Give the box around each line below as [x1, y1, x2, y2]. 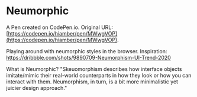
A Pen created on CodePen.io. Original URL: [6, 24, 114, 31]
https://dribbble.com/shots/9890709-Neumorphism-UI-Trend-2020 [6, 54, 172, 61]
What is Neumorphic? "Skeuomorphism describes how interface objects [6, 65, 182, 72]
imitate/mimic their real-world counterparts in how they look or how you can [6, 72, 192, 79]
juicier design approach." [6, 84, 67, 91]
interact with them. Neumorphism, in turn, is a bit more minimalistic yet [6, 78, 179, 85]
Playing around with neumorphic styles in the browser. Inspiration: [6, 47, 167, 54]
